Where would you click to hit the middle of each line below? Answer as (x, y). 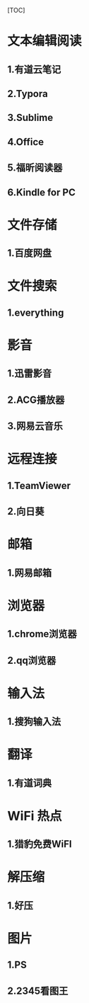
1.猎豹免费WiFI (40, 844)
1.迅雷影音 (30, 373)
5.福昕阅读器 (35, 168)
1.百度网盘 (30, 253)
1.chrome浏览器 (42, 634)
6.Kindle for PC (41, 192)
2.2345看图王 (38, 991)
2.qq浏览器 (32, 660)
